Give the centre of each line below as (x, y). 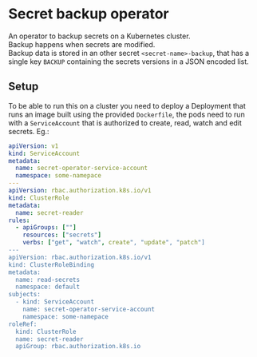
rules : (19, 220)
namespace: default (48, 287)
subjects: (25, 295)
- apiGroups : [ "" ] (46, 228)
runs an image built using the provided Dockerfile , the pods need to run (127, 114)
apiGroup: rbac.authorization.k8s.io (78, 347)
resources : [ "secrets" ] (62, 235)
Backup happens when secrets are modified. (82, 44)
